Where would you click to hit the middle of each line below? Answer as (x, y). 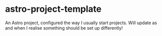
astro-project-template (53, 9)
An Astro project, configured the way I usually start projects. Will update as (81, 23)
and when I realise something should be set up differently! (64, 28)
